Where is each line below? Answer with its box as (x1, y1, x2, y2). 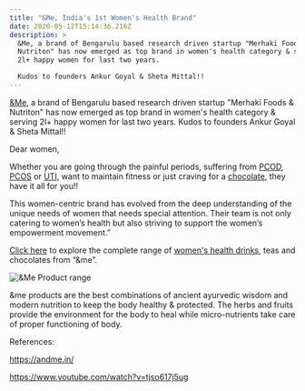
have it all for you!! (9, 180, 79, 191)
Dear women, (9, 143, 60, 155)
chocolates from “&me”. (9, 254, 98, 265)
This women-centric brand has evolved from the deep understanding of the (9, 197, 292, 209)
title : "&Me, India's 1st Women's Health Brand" (9, 13, 197, 23)
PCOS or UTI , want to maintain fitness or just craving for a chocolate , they (9, 170, 286, 182)
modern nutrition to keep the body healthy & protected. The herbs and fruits (9, 299, 293, 310)
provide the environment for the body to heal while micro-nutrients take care (9, 308, 296, 319)
